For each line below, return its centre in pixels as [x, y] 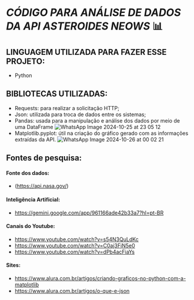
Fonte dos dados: [28, 173]
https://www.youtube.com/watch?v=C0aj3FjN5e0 [75, 245]
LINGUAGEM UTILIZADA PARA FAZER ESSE [86, 52]
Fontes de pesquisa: [44, 158]
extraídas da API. [35, 139]
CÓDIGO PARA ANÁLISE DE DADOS [93, 13]
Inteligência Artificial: [33, 200]
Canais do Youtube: [31, 226]
